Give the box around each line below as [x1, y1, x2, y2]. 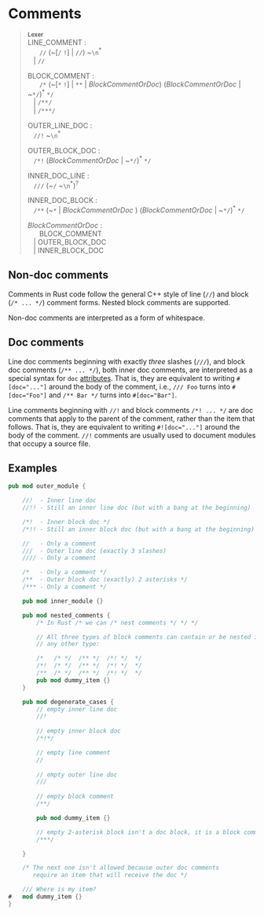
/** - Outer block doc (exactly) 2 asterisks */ [22, 576, 189, 584]
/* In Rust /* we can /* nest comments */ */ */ [36, 618, 199, 626]
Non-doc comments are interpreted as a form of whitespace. [8, 312, 206, 323]
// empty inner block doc [36, 727, 122, 736]
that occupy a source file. [8, 438, 91, 448]
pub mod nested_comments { [22, 611, 111, 619]
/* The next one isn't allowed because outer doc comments [22, 864, 220, 872]
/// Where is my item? [22, 886, 97, 894]
